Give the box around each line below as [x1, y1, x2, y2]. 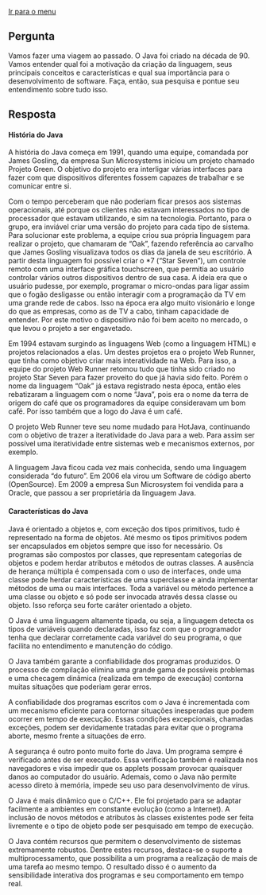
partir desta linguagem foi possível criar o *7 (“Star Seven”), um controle [8, 256, 246, 266]
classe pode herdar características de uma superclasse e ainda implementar [8, 574, 258, 584]
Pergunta [8, 29, 56, 43]
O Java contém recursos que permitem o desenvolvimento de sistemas [8, 836, 241, 846]
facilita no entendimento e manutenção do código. [8, 640, 173, 651]
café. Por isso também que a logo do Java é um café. [8, 407, 183, 416]
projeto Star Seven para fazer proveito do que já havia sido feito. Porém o [8, 373, 249, 383]
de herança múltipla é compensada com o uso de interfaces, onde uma [8, 566, 242, 576]
